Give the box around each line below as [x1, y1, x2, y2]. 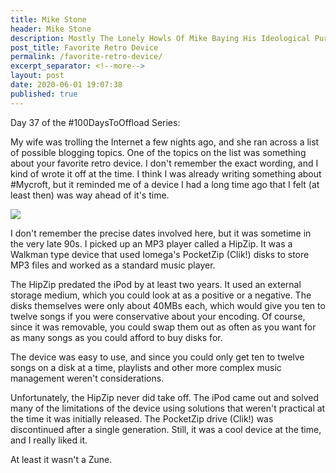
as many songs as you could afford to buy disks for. [10, 331, 223, 343]
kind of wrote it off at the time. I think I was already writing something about [10, 167, 322, 180]
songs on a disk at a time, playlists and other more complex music [10, 361, 282, 373]
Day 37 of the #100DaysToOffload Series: [10, 116, 181, 128]
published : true [10, 89, 78, 99]
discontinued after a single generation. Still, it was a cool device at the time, [10, 423, 322, 435]
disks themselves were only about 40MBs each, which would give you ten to [10, 299, 326, 311]
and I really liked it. [10, 434, 88, 446]
